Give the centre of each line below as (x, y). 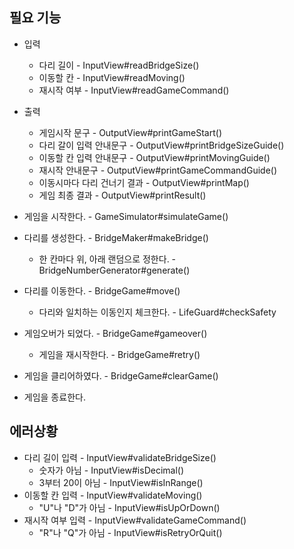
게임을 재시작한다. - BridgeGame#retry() (119, 354)
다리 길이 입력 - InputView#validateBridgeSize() (120, 457)
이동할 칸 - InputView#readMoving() (112, 77)
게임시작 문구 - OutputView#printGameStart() (130, 132)
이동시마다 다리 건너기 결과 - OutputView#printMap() (144, 182)
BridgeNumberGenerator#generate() (114, 270)
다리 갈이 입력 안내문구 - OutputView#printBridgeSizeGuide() (161, 145)
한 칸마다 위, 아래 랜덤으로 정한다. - (107, 259)
